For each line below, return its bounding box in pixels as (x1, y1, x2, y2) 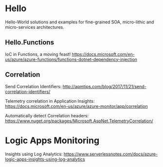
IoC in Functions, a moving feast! (5, 51, 71, 57)
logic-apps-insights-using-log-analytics (5, 156, 85, 162)
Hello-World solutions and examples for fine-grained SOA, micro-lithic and (5, 19, 154, 25)
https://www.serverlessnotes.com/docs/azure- (63, 151, 158, 157)
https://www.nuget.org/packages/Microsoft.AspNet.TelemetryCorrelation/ (5, 118, 153, 124)
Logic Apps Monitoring (5, 135, 100, 146)
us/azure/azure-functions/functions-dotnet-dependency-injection (5, 56, 138, 62)
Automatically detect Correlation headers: (5, 112, 89, 118)
